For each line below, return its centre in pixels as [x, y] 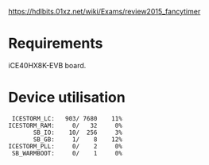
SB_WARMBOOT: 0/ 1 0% [67, 153]
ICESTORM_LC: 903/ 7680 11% [67, 118]
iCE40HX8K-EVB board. [47, 65]
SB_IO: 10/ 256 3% [78, 132]
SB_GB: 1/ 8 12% [78, 139]
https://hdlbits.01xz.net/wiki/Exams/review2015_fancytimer [104, 12]
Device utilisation [67, 98]
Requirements [56, 44]
